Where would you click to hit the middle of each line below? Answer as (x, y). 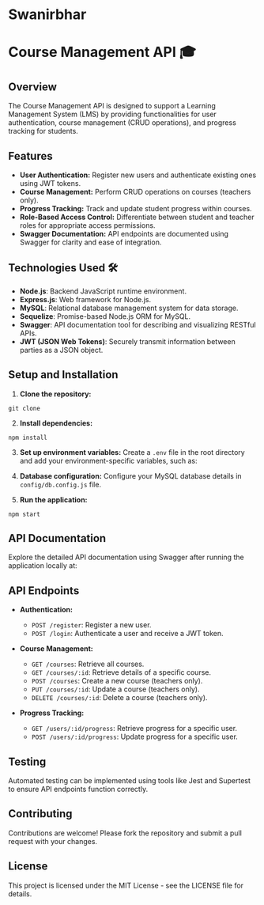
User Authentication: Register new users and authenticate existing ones (138, 175)
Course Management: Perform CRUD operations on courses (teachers (135, 192)
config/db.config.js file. (60, 484)
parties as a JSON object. (61, 350)
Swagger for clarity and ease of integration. (91, 242)
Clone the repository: (55, 394)
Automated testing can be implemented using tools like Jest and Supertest (130, 781)
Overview (33, 87)
